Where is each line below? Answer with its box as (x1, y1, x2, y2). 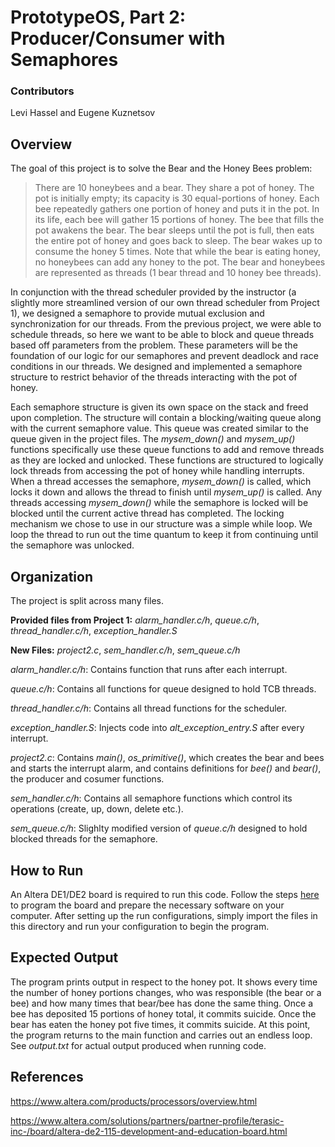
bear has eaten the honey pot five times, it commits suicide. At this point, (10, 1018, 311, 1030)
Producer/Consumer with (10, 27, 226, 50)
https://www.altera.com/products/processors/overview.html (10, 1095, 258, 1107)
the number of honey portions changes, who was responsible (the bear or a (10, 986, 322, 998)
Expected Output (10, 949, 119, 966)
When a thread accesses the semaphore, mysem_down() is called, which (10, 476, 312, 488)
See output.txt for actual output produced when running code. (10, 1039, 267, 1051)
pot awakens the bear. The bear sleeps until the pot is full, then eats (34, 224, 315, 236)
